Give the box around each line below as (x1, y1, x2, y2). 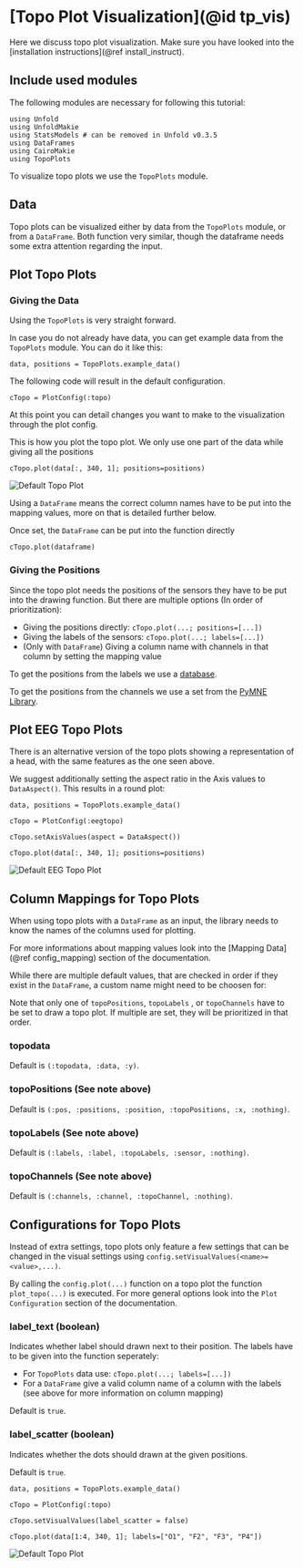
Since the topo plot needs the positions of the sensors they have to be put (9, 584, 288, 595)
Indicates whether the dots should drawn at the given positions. (9, 1449, 248, 1460)
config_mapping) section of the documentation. (32, 953, 211, 964)
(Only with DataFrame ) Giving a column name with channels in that (22, 641, 269, 652)
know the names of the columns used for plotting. (9, 925, 197, 936)
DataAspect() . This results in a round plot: (9, 783, 166, 794)
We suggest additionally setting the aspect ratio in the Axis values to (9, 773, 266, 785)
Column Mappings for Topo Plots (9, 891, 200, 906)
